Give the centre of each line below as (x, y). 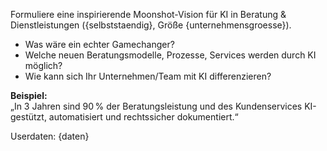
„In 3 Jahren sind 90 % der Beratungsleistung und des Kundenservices (156, 106)
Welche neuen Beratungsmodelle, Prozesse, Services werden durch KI (170, 55)
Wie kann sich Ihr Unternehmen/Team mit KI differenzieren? (148, 76)
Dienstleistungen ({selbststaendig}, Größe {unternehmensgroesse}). (151, 25)
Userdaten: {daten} (50, 136)
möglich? (43, 65)
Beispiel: (29, 95)
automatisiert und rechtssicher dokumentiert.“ (143, 117)
